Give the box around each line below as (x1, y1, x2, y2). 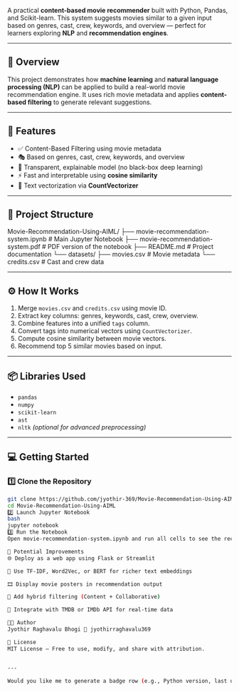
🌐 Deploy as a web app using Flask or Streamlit (7, 554, 155, 562)
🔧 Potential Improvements (7, 548, 84, 555)
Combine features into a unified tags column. (17, 319, 150, 327)
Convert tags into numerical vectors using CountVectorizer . (17, 327, 192, 335)
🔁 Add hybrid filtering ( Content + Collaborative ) (7, 594, 161, 601)
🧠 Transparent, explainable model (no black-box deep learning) (17, 163, 203, 171)
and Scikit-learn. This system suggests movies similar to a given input (7, 14, 212, 22)
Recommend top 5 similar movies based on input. (17, 342, 163, 350)
